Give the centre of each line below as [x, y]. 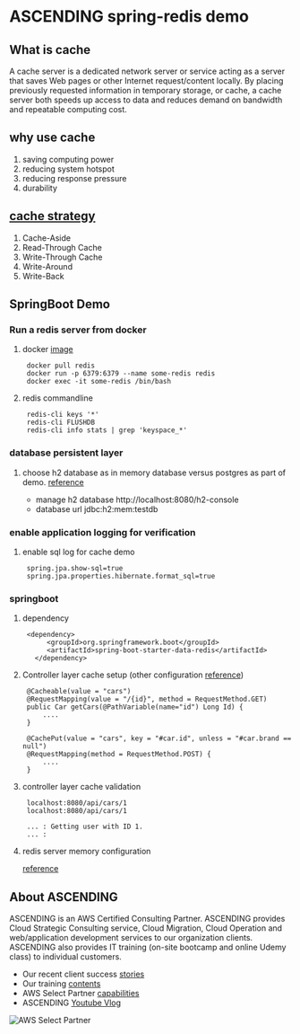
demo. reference [53, 482]
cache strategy [52, 216]
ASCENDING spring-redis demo [129, 17]
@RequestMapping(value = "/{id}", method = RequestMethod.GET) [147, 699]
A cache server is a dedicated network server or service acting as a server [147, 71]
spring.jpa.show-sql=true [75, 568]
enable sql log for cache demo [78, 552]
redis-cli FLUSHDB [61, 423]
